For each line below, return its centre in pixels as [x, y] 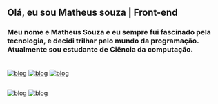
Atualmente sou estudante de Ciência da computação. [100, 50]
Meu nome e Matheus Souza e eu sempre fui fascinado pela [109, 32]
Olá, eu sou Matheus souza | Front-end [92, 13]
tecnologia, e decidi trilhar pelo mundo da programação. [103, 41]
